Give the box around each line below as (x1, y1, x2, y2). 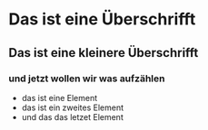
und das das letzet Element (21, 111, 124, 122)
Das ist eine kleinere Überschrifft (8, 45, 199, 60)
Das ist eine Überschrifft (8, 9, 196, 30)
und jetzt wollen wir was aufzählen (8, 72, 165, 85)
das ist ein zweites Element (21, 102, 124, 113)
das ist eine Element (21, 92, 98, 103)
